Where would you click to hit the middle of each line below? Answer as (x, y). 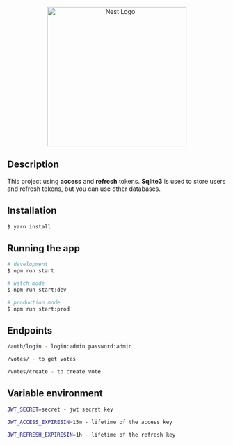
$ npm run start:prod (39, 309)
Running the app (43, 248)
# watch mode (26, 283)
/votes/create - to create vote (54, 372)
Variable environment (55, 393)
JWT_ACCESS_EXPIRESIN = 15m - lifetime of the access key (90, 422)
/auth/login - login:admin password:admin (70, 347)
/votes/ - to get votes (42, 359)
